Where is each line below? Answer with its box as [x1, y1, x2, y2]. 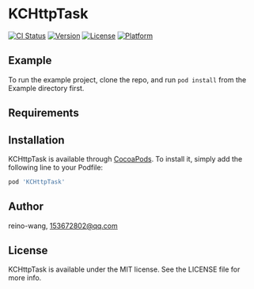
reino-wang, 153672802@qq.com [8, 221, 119, 230]
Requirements [8, 106, 79, 120]
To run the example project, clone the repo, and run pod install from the [8, 74, 247, 84]
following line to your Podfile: [8, 162, 104, 172]
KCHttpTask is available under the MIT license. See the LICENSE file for [8, 264, 241, 274]
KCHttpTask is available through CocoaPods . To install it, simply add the [8, 154, 243, 163]
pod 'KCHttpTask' [8, 177, 66, 186]
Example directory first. [8, 83, 85, 93]
